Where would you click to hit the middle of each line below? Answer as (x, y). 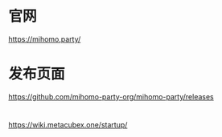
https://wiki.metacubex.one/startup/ (68, 125)
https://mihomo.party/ (45, 39)
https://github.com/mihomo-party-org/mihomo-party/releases (111, 96)
